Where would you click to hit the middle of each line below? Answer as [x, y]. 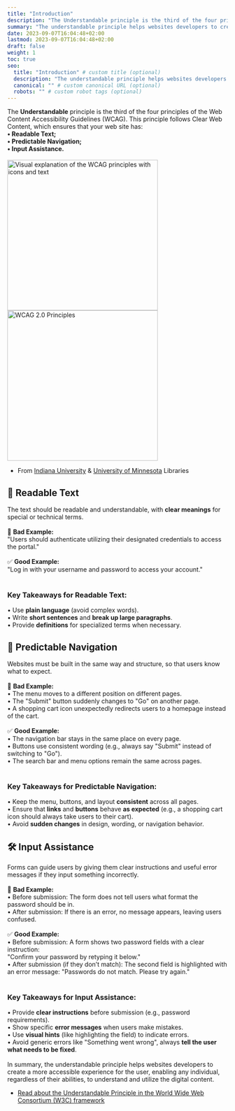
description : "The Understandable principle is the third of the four [112, 20]
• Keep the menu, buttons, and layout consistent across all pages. [103, 802]
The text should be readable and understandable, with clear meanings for [114, 509]
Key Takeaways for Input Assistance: [72, 998]
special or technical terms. [45, 517]
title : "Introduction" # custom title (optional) [87, 72]
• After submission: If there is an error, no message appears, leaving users [115, 912]
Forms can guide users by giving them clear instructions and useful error [112, 868]
